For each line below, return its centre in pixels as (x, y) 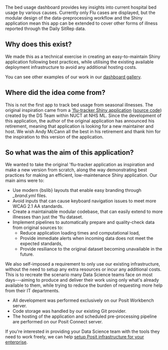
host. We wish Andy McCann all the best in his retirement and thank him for (83, 131)
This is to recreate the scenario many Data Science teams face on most (79, 275)
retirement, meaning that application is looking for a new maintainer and (79, 126)
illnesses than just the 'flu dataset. (48, 217)
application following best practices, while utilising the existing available (79, 62)
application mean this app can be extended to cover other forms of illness (81, 23)
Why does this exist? (38, 44)
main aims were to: (25, 181)
